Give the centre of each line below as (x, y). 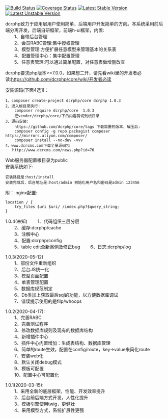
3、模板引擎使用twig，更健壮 (45, 404)
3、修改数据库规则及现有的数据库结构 (53, 330)
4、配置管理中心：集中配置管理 (47, 56)
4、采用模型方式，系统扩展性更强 (49, 410)
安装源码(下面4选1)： (27, 90)
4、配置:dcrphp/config (38, 240)
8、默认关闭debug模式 (38, 362)
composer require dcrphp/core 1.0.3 (54, 111)
